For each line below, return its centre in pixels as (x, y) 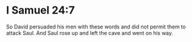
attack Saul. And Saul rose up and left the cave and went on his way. (90, 33)
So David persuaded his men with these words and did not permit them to (96, 27)
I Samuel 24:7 (41, 10)
